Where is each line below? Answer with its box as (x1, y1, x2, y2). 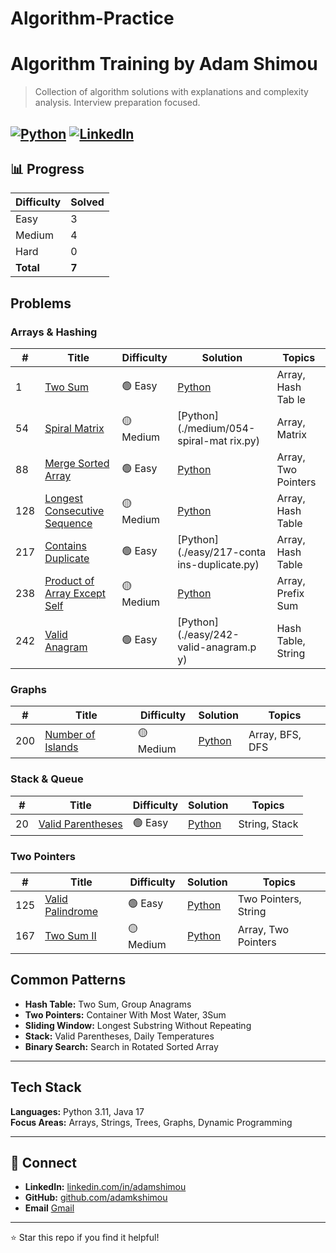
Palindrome (44, 904, 99, 918)
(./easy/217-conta (177, 545, 267, 559)
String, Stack (238, 817, 299, 831)
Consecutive (44, 504, 105, 518)
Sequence (44, 517, 93, 531)
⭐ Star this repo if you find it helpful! (10, 1232, 160, 1244)
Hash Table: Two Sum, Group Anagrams (24, 998, 192, 1010)
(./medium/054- (177, 422, 256, 436)
